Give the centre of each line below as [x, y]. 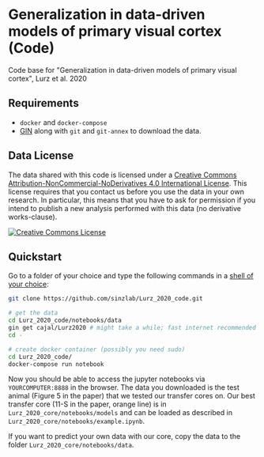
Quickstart [35, 257]
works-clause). [33, 217]
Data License [41, 156]
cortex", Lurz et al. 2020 [47, 78]
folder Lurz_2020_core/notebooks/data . [71, 445]
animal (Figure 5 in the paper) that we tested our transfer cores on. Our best [132, 396]
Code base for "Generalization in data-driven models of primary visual [123, 70]
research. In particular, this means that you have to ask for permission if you [132, 200]
